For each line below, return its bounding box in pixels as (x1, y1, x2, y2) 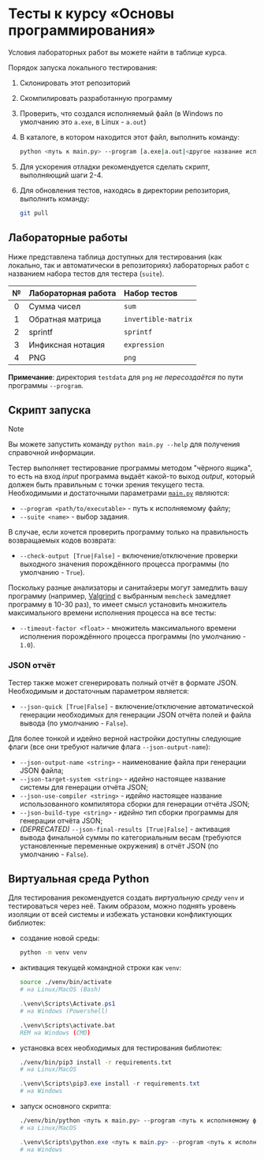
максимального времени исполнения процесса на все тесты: (8, 608, 217, 617)
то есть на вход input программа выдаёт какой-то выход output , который (8, 472, 255, 481)
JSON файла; (19, 766, 64, 775)
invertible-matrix (123, 315, 193, 323)
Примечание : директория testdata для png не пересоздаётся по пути (8, 372, 244, 382)
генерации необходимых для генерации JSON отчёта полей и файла (19, 710, 251, 719)
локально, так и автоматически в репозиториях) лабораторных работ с (8, 260, 250, 270)
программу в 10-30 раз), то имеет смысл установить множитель (8, 600, 227, 610)
